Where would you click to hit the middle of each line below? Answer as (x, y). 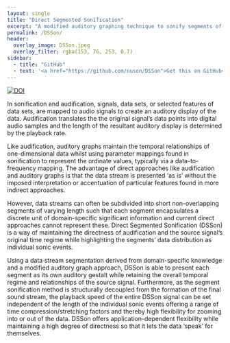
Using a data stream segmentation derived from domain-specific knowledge (115, 260)
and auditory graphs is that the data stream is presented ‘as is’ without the (112, 175)
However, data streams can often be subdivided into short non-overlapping (113, 203)
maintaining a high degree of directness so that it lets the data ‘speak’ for (110, 326)
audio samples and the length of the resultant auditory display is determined (115, 126)
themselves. (24, 333)
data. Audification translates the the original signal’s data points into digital (112, 118)
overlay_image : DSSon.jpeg (52, 45)
